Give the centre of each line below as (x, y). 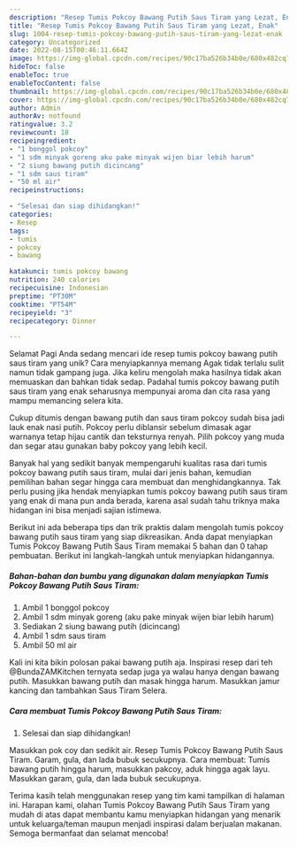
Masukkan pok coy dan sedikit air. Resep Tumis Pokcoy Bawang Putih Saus (146, 751)
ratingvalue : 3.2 (41, 125)
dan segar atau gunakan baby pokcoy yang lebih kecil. (108, 446)
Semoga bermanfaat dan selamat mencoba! (89, 834)
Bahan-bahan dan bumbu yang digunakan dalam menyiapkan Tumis (139, 575)
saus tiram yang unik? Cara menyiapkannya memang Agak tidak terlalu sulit (147, 363)
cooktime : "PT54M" (43, 304)
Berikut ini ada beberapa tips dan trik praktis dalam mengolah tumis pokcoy (147, 527)
